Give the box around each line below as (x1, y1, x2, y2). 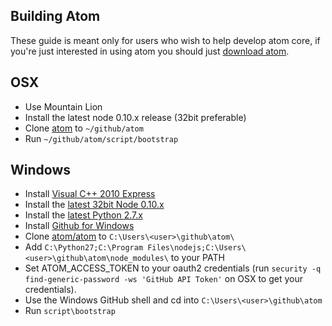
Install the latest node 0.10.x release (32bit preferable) (24, 111, 247, 123)
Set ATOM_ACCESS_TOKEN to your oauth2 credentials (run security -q (24, 262, 322, 274)
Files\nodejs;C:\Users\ (147, 243, 247, 253)
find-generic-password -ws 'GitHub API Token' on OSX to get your (24, 273, 303, 285)
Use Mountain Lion (24, 100, 103, 113)
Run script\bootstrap (24, 305, 116, 317)
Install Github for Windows (24, 220, 135, 232)
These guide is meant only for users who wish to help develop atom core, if (10, 34, 321, 46)
